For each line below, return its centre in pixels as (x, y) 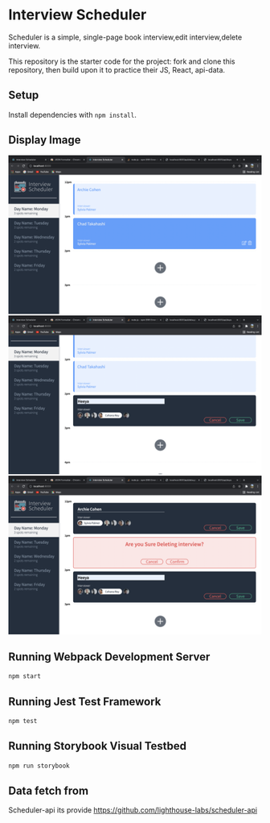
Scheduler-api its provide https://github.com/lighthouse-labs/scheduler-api (133, 810)
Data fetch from (49, 791)
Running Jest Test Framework (85, 702)
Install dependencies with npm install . (72, 114)
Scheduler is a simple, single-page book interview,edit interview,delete (125, 37)
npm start (25, 676)
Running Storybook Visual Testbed (98, 746)
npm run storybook (39, 766)
